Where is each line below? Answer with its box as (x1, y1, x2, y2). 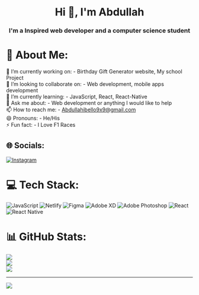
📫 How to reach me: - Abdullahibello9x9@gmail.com (6, 106, 136, 113)
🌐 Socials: (6, 140, 45, 150)
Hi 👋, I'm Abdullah (54, 5, 145, 19)
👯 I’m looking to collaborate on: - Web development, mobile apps (6, 81, 165, 88)
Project (6, 74, 24, 82)
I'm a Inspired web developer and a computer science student (8, 27, 191, 35)
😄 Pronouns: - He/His (6, 115, 60, 122)
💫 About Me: (6, 49, 69, 62)
